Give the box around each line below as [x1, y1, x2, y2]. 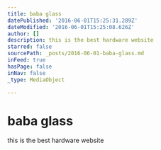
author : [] [7, 30, 40, 37]
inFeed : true [7, 57, 46, 64]
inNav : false [7, 69, 46, 76]
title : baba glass [7, 10, 62, 18]
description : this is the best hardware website [7, 37, 154, 44]
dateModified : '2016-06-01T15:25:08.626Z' [7, 23, 135, 30]
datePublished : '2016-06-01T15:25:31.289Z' [7, 17, 138, 24]
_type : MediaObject [7, 76, 65, 83]
